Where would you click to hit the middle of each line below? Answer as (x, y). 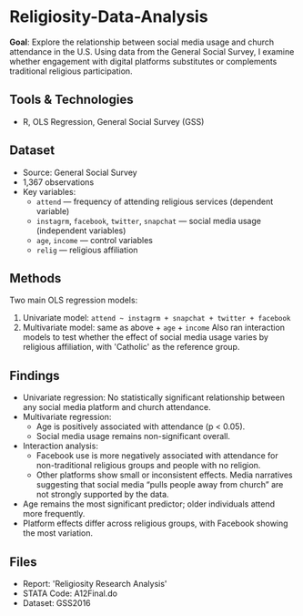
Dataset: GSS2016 (56, 603)
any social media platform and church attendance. (116, 407)
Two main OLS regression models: (74, 300)
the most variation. (58, 533)
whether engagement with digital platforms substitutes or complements (143, 61)
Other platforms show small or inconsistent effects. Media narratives (164, 475)
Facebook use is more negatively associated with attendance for (157, 456)
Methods (35, 278)
